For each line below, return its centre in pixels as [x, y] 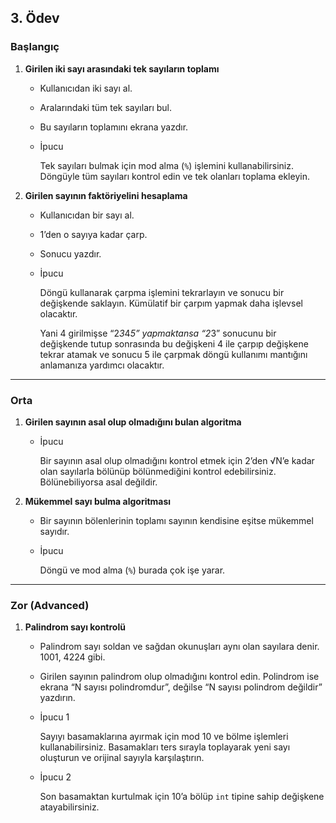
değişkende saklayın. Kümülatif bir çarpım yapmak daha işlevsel [171, 303]
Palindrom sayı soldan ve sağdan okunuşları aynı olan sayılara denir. [179, 647]
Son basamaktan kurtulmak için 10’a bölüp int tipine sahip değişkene [182, 797]
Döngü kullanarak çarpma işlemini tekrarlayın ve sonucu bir [162, 292]
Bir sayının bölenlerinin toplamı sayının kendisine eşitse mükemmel [176, 520]
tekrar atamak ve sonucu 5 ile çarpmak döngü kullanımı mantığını [173, 354]
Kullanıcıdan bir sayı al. [87, 215]
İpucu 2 [55, 777]
